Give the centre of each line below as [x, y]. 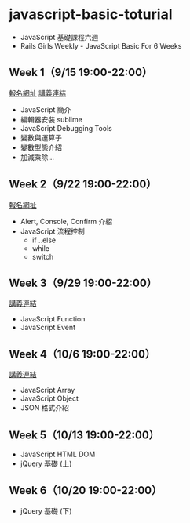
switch [43, 256]
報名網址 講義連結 [37, 93]
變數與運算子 [41, 137]
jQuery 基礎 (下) [46, 510]
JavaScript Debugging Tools [66, 128]
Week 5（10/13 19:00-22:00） [84, 435]
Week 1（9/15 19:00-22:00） [81, 73]
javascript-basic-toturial [91, 15]
